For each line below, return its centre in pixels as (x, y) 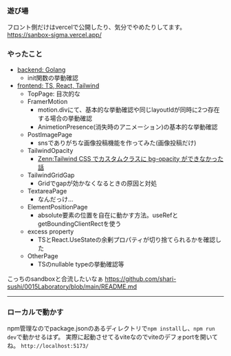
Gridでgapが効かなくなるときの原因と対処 (97, 183)
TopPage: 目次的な (54, 94)
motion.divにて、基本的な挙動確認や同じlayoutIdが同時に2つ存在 (129, 109)
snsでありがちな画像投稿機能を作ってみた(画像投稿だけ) (117, 143)
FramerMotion (47, 101)
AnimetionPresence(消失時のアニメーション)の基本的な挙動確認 (128, 127)
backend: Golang (41, 70)
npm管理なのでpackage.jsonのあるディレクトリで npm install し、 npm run (111, 328)
